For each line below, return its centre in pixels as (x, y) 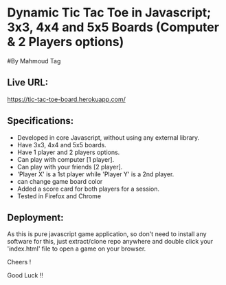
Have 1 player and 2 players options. (68, 152)
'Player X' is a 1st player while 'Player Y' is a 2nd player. (95, 174)
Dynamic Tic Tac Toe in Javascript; (109, 13)
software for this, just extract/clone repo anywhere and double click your (110, 242)
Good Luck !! (25, 275)
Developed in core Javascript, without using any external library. (108, 137)
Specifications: (41, 121)
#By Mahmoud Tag (34, 61)
